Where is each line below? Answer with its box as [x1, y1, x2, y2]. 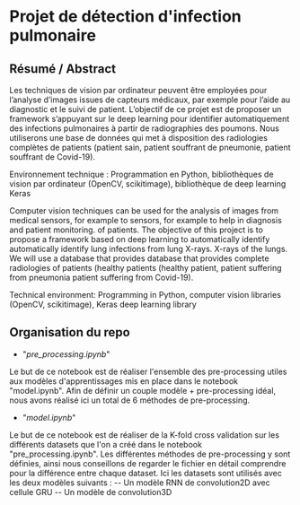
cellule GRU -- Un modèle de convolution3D [9, 486, 172, 497]
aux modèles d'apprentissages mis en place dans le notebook [9, 375, 239, 387]
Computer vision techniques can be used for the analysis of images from [9, 205, 279, 216]
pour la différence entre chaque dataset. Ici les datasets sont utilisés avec [9, 467, 283, 478]
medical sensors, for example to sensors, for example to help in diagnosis [9, 215, 283, 225]
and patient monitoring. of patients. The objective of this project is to [9, 224, 263, 235]
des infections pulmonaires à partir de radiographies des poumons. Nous [9, 123, 280, 134]
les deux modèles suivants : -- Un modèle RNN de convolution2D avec [9, 477, 271, 488]
